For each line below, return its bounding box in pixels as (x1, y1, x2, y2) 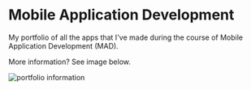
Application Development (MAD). (8, 41, 119, 50)
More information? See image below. (8, 57, 132, 66)
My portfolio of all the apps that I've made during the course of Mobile (8, 32, 244, 42)
